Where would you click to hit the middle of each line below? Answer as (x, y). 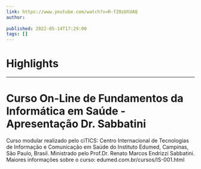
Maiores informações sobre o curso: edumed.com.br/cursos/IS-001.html (95, 160)
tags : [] (17, 34)
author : (16, 17)
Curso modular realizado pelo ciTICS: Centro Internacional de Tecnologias (98, 141)
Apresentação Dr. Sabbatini (76, 124)
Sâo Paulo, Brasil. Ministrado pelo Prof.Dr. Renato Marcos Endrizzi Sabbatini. (100, 153)
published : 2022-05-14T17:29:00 (46, 28)
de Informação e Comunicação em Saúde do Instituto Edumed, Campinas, (98, 147)
